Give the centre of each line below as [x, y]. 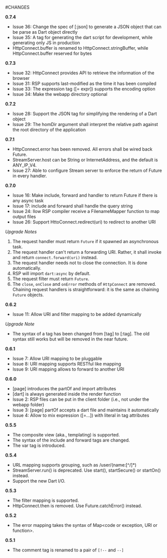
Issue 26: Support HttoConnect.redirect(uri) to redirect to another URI [84, 222]
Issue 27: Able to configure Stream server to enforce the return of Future [87, 171]
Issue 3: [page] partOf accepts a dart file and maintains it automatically [85, 410]
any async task [28, 201]
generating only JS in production [46, 43]
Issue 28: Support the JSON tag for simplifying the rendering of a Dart [84, 114]
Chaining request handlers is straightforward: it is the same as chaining [85, 289]
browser [21, 78]
